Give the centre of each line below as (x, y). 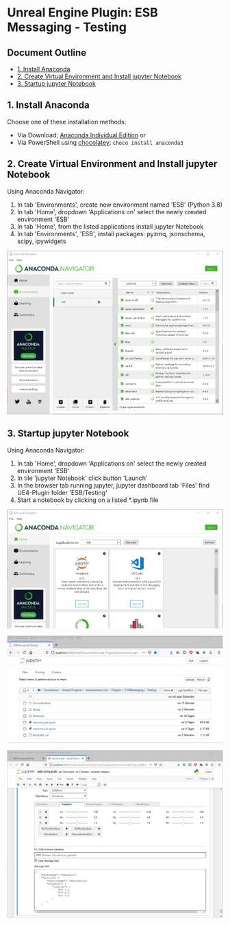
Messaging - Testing (67, 27)
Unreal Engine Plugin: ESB (83, 13)
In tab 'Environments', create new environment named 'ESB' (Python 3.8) (120, 205)
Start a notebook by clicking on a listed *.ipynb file (88, 500)
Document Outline (47, 53)
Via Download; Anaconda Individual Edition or (81, 135)
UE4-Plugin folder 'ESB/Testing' (62, 492)
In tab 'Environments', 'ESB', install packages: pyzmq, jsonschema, (111, 233)
